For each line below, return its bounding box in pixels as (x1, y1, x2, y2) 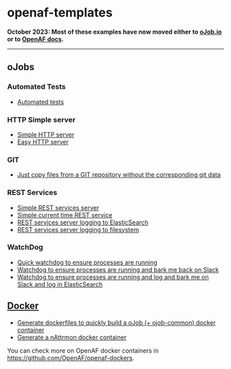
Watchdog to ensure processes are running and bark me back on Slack (16, 265, 219, 273)
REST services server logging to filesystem (16, 225, 140, 233)
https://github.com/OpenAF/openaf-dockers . (7, 353, 135, 362)
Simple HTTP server (16, 130, 74, 138)
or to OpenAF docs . (7, 34, 64, 43)
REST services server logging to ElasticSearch (16, 218, 149, 226)
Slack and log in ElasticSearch (16, 280, 103, 288)
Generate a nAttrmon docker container (16, 333, 127, 341)
